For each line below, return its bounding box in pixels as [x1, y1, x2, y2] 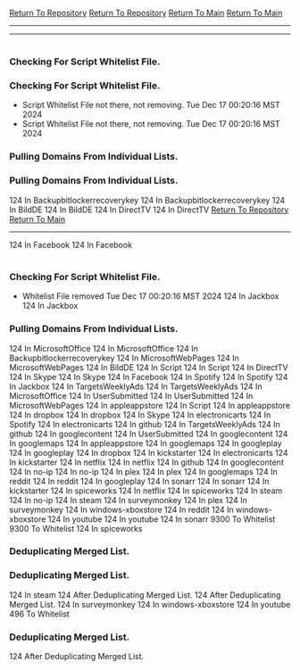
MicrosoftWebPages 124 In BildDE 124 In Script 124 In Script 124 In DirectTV [9, 361, 288, 373]
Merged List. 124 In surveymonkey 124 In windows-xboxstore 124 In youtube [9, 599, 291, 609]
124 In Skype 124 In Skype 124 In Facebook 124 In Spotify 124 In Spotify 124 [9, 371, 288, 382]
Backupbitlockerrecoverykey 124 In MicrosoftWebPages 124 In [9, 352, 239, 363]
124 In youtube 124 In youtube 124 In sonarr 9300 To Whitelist [47, 513, 276, 525]
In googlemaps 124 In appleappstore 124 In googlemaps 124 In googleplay [9, 437, 283, 449]
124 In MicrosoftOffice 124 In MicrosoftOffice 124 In [9, 343, 199, 353]
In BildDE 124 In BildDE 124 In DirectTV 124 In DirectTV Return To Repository [9, 204, 289, 215]
